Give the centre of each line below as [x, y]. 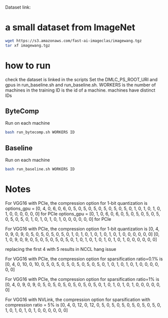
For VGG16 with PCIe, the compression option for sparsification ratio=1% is [82, 279]
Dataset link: [18, 7]
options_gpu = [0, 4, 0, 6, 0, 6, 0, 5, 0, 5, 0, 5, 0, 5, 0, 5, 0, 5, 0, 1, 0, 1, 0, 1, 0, [83, 208]
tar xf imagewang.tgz [28, 45]
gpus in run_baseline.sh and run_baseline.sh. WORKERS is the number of [80, 85]
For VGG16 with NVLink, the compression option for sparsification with [78, 299]
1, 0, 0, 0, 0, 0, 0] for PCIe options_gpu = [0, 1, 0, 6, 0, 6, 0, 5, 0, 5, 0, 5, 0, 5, [83, 214]
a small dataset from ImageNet [70, 28]
